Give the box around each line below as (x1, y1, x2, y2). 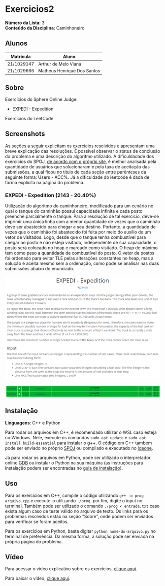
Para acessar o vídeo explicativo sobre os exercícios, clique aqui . (5, 566, 138, 572)
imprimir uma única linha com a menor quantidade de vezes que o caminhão (5, 219, 160, 225)
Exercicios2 (5, 3, 54, 15)
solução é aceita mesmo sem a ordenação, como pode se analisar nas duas (5, 260, 159, 266)
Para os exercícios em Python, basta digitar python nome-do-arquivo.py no (5, 528, 156, 534)
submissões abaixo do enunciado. (5, 266, 75, 272)
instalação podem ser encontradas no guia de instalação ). (5, 465, 123, 471)
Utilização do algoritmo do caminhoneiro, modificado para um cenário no (5, 203, 154, 209)
